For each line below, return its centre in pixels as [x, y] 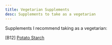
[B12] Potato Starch [25, 38]
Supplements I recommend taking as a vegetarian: [56, 28]
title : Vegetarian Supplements [37, 10]
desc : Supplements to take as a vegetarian [51, 14]
